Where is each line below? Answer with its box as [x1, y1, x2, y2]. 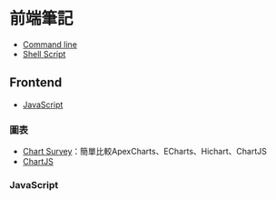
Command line [22, 38, 77, 50]
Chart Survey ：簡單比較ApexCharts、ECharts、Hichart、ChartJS [22, 146, 268, 157]
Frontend [9, 75, 63, 91]
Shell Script [22, 48, 66, 59]
